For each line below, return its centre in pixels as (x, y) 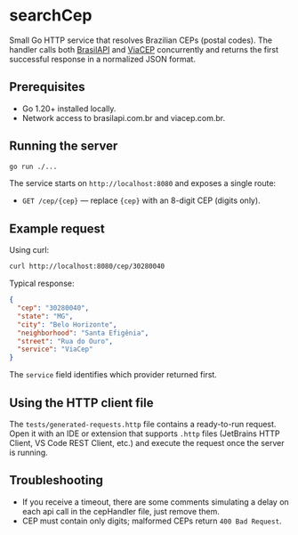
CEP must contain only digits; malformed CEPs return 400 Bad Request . (152, 521)
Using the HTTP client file (81, 403)
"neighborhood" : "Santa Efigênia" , (83, 333)
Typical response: (42, 284)
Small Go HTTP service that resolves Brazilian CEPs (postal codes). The (141, 40)
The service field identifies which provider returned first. (113, 375)
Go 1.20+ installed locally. (69, 109)
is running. (29, 452)
